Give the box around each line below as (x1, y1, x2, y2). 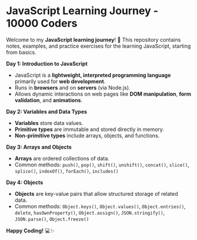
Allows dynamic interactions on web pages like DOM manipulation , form (14, 90, 191, 97)
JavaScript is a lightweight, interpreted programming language (14, 71, 171, 78)
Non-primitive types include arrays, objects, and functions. (14, 131, 160, 139)
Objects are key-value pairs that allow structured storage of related (14, 190, 178, 197)
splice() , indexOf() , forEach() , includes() (14, 167, 119, 175)
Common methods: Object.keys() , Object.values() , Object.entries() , (14, 202, 186, 210)
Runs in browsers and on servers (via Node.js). (14, 84, 131, 91)
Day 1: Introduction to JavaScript (6, 60, 88, 67)
